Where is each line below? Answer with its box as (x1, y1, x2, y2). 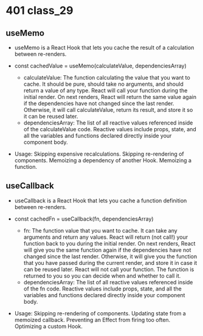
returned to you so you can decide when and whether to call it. (23, 272, 181, 279)
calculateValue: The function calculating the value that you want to (23, 74, 191, 81)
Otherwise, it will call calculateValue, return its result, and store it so (23, 106, 193, 113)
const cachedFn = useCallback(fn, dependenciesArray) (14, 215, 154, 222)
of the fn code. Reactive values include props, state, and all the (23, 285, 182, 292)
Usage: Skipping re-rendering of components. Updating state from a (14, 309, 186, 317)
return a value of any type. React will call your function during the (23, 87, 188, 94)
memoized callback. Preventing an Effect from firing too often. (14, 316, 171, 323)
